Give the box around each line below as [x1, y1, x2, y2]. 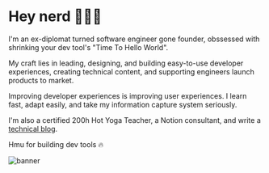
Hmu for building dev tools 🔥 [8, 139, 104, 149]
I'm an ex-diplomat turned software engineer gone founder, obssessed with [8, 34, 260, 44]
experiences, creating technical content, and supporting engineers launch [8, 66, 254, 76]
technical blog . [8, 124, 58, 133]
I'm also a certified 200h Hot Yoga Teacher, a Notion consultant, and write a [8, 115, 261, 124]
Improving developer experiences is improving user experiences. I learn [8, 91, 247, 100]
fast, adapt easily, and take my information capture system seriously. [8, 99, 237, 109]
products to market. [8, 75, 74, 85]
